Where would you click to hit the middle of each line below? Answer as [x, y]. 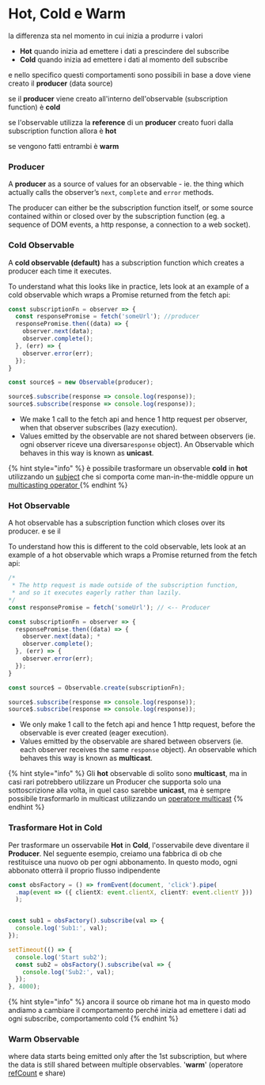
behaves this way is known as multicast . [86, 758]
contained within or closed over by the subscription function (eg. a [117, 216]
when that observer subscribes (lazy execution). [98, 428]
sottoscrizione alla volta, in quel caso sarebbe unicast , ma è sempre [119, 790]
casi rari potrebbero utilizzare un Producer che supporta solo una [115, 782]
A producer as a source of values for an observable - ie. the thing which [126, 184]
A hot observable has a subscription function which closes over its [117, 523]
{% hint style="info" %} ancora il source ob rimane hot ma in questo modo [129, 1002]
